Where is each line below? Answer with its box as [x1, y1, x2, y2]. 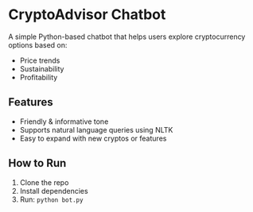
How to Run [8, 156, 67, 170]
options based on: [8, 40, 68, 49]
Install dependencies [19, 186, 89, 195]
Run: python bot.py [19, 195, 84, 204]
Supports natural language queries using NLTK [19, 125, 173, 134]
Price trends [19, 56, 60, 65]
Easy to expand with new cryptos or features [19, 133, 167, 143]
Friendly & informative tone [19, 117, 109, 126]
